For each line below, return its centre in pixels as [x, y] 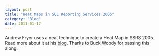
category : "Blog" [23, 19]
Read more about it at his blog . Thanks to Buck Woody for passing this [77, 43]
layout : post [19, 10]
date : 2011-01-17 [23, 24]
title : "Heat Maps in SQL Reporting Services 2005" [60, 14]
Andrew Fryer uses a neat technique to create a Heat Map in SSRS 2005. [79, 38]
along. [12, 48]
